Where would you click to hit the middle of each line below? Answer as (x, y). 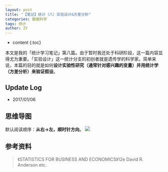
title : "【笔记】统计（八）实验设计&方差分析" (48, 14)
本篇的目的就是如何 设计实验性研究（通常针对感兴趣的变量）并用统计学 (86, 65)
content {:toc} (27, 42)
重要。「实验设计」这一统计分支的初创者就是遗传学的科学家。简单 (85, 59)
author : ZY (16, 28)
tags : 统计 (16, 24)
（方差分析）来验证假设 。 (31, 72)
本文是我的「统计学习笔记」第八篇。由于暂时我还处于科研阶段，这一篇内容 (82, 53)
